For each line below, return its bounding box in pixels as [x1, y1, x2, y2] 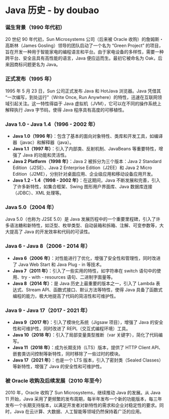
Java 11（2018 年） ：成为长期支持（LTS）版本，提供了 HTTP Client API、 [12, 344, 163, 350]
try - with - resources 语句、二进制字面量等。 [21, 274, 116, 280]
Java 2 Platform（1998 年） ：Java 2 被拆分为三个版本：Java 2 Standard [12, 159, 162, 165]
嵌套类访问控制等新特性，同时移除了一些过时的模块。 [12, 350, 123, 356]
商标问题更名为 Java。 [14, 62, 61, 68]
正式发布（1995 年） [5, 75, 55, 82]
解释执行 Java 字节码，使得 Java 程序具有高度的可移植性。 [5, 107, 127, 113]
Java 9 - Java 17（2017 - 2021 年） [5, 306, 91, 313]
